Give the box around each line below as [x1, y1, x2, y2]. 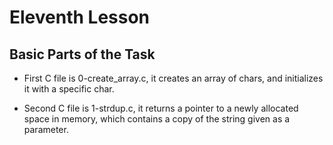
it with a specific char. [23, 83, 115, 95]
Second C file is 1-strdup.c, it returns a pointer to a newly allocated [23, 102, 299, 114]
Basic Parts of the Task [9, 46, 156, 63]
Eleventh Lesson [9, 6, 151, 29]
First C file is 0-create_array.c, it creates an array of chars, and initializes [23, 72, 324, 84]
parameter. [23, 124, 69, 135]
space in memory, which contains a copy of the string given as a [23, 113, 291, 125]
